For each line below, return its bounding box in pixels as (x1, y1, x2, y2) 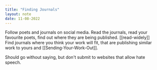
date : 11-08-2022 (5, 16, 40, 21)
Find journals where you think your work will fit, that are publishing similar (5, 40, 152, 46)
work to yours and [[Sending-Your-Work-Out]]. (5, 45, 98, 51)
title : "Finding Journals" (5, 7, 60, 12)
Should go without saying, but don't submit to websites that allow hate (5, 54, 145, 60)
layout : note (5, 12, 31, 17)
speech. (5, 59, 21, 66)
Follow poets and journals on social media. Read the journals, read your (5, 30, 148, 35)
